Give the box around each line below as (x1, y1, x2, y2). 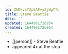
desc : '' (5, 16, 23, 21)
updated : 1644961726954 (5, 20, 53, 26)
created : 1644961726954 (5, 25, 53, 30)
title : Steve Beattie (5, 12, 49, 17)
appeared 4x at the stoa (12, 44, 60, 50)
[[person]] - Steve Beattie (12, 38, 64, 44)
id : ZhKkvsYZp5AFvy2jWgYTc (5, 7, 60, 12)
